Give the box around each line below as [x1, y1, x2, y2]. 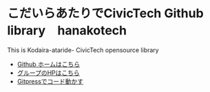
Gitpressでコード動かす [17, 77, 84, 85]
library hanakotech [7, 23, 127, 38]
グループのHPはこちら [17, 69, 81, 77]
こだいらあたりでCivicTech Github [7, 5, 204, 21]
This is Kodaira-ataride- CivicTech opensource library [7, 45, 160, 54]
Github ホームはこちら [17, 60, 81, 68]
